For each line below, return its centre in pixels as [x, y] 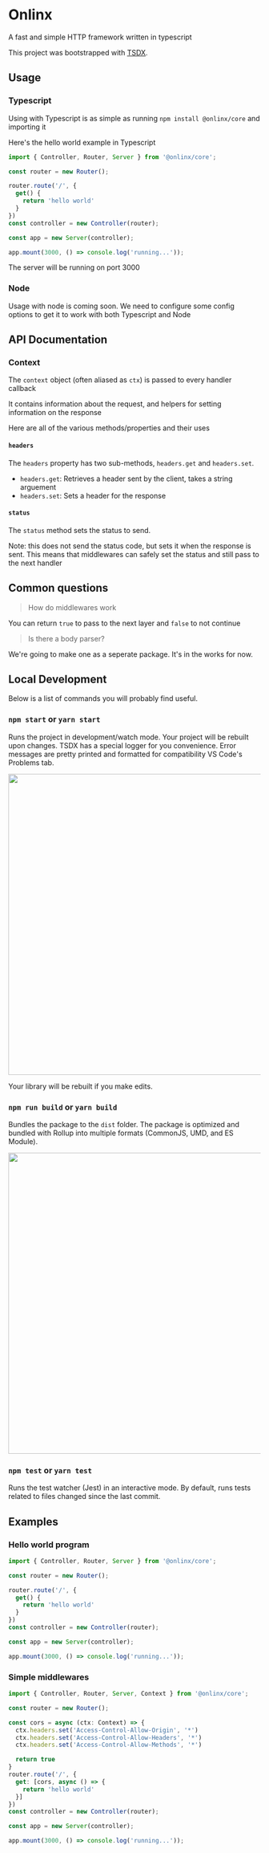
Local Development [58, 679]
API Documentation [58, 340]
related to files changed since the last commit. [84, 1497]
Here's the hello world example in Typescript [82, 142]
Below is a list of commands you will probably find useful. [103, 698]
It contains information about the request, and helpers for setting [115, 404]
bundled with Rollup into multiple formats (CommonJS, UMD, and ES [121, 1133]
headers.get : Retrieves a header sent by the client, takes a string [126, 479]
